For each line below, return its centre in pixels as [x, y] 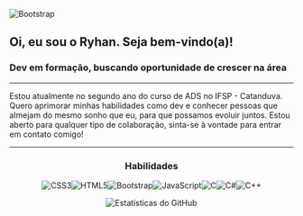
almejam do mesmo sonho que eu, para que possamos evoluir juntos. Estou [150, 115]
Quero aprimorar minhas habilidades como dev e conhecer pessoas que [143, 105]
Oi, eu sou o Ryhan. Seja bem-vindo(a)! [121, 42]
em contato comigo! [46, 134]
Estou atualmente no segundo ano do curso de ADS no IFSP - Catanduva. [146, 95]
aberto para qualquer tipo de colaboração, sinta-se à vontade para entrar [146, 124]
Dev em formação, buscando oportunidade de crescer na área [148, 67]
